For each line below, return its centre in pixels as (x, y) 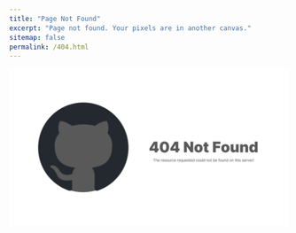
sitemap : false (37, 37)
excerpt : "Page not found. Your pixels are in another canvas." (130, 28)
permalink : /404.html (49, 47)
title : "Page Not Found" (55, 19)
